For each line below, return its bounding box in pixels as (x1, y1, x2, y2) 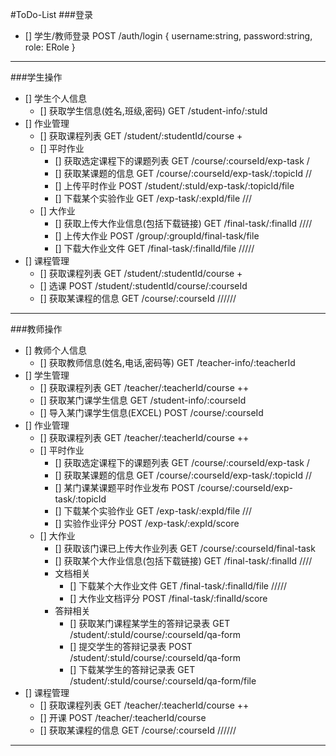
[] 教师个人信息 (24, 344, 87, 356)
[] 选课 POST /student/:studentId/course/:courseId (39, 280, 248, 292)
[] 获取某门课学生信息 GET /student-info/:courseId (39, 394, 247, 406)
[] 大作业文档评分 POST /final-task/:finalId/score (69, 593, 268, 604)
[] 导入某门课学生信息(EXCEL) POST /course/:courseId (39, 407, 264, 418)
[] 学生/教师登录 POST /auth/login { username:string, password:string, (24, 30, 313, 42)
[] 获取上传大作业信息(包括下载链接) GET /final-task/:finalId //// (54, 218, 313, 229)
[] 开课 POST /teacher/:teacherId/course (39, 712, 207, 723)
